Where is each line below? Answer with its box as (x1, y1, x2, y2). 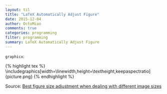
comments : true (5, 26, 37, 31)
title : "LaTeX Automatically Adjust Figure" (5, 12, 99, 17)
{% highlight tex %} (5, 63, 45, 69)
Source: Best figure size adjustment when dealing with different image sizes (5, 83, 161, 89)
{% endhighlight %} (33, 73, 74, 80)
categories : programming (5, 30, 57, 35)
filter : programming (5, 35, 48, 40)
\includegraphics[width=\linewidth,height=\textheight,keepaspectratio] (5, 68, 151, 74)
